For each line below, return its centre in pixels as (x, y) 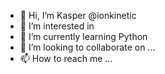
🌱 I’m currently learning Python (83, 36)
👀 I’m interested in (57, 26)
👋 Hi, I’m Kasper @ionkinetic (78, 15)
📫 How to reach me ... (66, 58)
